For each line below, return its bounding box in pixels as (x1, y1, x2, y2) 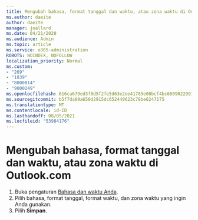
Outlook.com (6, 169, 72, 182)
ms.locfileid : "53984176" (6, 119, 70, 124)
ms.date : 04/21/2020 (6, 31, 57, 37)
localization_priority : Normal (6, 58, 83, 64)
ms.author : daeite (6, 14, 51, 20)
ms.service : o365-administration (6, 47, 88, 53)
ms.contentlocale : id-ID (6, 107, 67, 113)
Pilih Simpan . (14, 207, 47, 214)
